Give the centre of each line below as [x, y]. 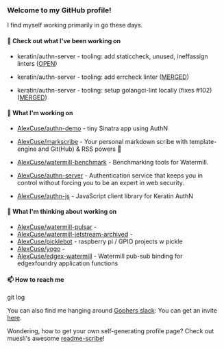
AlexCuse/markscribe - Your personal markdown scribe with [102, 141]
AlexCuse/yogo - [41, 248]
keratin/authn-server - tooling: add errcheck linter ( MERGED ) [103, 77]
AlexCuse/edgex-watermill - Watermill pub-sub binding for [100, 256]
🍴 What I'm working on [40, 113]
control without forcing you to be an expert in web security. [101, 182]
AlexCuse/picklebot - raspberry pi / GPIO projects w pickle [100, 241]
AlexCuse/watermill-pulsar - [57, 227]
